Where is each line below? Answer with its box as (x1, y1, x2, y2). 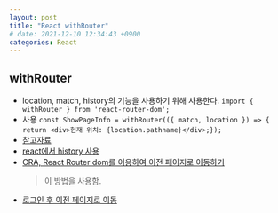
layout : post (9, 12, 58, 22)
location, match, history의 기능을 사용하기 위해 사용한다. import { (21, 95, 254, 106)
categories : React (9, 37, 77, 47)
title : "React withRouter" (9, 21, 109, 30)
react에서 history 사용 (21, 146, 100, 156)
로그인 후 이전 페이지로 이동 (21, 194, 118, 205)
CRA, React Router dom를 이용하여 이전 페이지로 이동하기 (21, 157, 225, 168)
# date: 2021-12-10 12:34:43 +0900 (9, 29, 141, 38)
